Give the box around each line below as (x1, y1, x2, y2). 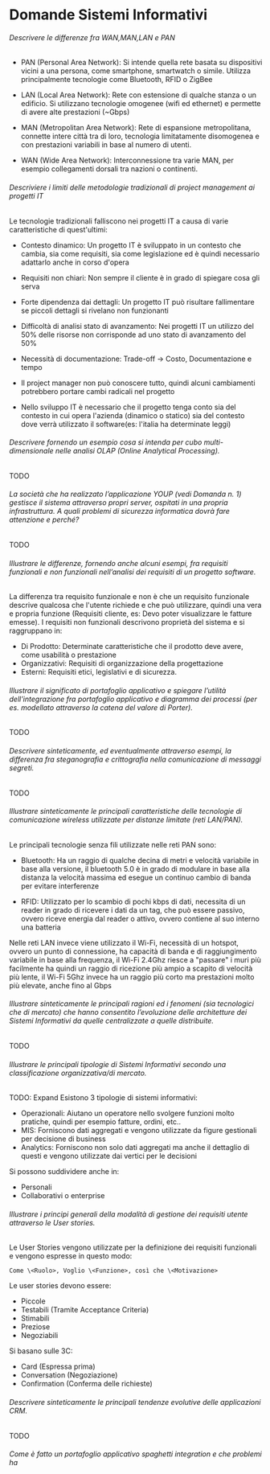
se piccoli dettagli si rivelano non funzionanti (20, 306, 170, 315)
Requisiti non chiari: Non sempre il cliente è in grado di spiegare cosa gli (20, 273, 260, 282)
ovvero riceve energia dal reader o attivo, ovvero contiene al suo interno (20, 914, 260, 923)
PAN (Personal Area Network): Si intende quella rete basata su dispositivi (20, 58, 263, 68)
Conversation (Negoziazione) (20, 1370, 118, 1380)
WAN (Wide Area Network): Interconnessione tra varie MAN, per (20, 155, 234, 166)
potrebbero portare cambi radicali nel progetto (20, 386, 175, 396)
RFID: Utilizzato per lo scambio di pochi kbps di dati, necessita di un (20, 897, 246, 906)
